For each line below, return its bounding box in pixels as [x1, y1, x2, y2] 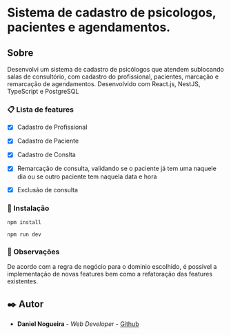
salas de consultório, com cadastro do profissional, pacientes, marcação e [7, 72, 219, 81]
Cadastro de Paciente [17, 136, 79, 145]
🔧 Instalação [7, 203, 50, 213]
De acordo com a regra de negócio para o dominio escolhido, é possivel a [7, 263, 217, 271]
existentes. [7, 277, 39, 285]
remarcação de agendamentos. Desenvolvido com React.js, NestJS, [7, 80, 201, 88]
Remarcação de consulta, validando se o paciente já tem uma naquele [17, 164, 217, 173]
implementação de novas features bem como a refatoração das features [7, 270, 212, 278]
